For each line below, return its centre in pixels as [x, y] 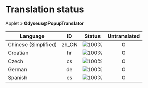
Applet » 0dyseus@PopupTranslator [45, 23]
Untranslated [124, 36]
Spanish [18, 77]
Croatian [18, 53]
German [17, 69]
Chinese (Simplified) [32, 44]
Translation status [45, 9]
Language [32, 36]
